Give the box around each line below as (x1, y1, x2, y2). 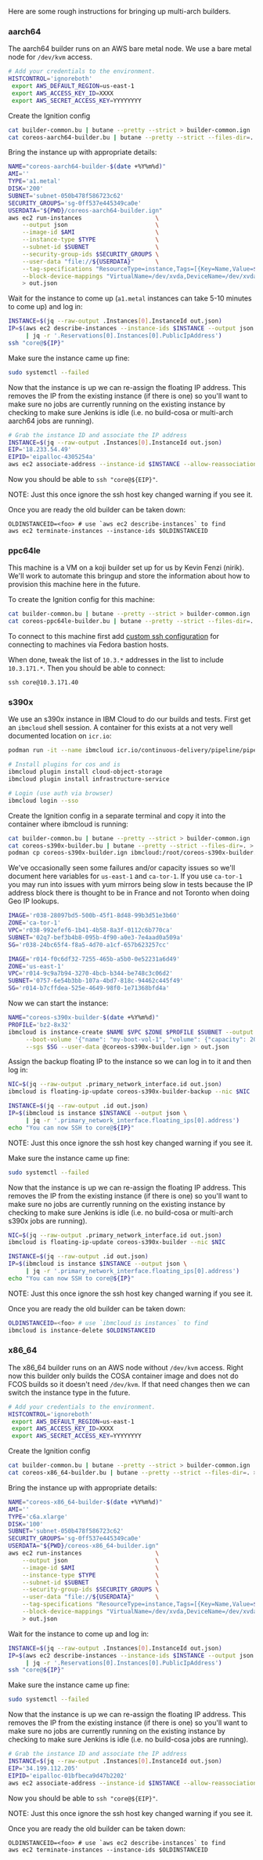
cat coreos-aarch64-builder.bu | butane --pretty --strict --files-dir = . (8, 133, 254, 141)
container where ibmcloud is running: (8, 819, 129, 829)
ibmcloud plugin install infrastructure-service (8, 775, 170, 783)
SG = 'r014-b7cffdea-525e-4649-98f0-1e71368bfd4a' (8, 984, 170, 992)
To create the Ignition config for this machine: (8, 595, 155, 604)
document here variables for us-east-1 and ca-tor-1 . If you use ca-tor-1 (8, 871, 243, 881)
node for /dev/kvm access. (8, 53, 92, 62)
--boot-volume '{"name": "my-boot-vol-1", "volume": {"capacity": (25, 1035, 247, 1043)
